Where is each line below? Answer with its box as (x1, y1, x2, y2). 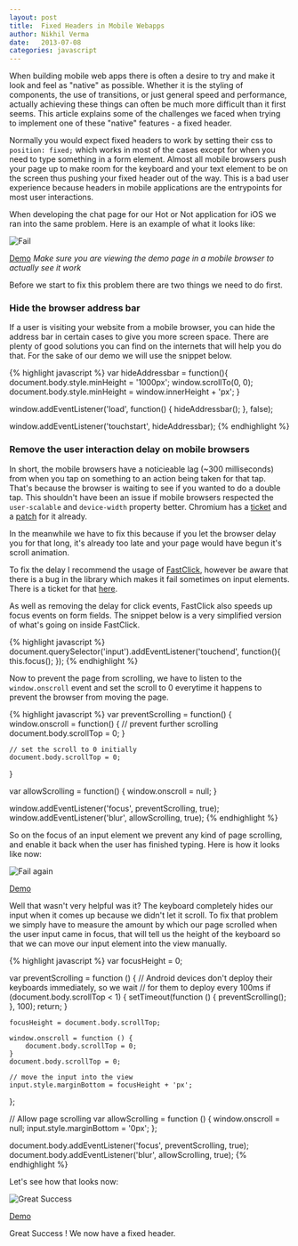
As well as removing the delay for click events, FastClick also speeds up (9, 600, 273, 611)
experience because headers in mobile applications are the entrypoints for (9, 182, 283, 193)
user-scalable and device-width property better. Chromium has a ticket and (9, 501, 287, 512)
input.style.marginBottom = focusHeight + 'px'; (9, 1080, 193, 1089)
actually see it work (9, 263, 82, 273)
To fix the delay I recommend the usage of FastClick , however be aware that (9, 564, 289, 575)
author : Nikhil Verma (9, 29, 90, 38)
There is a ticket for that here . (9, 583, 118, 594)
